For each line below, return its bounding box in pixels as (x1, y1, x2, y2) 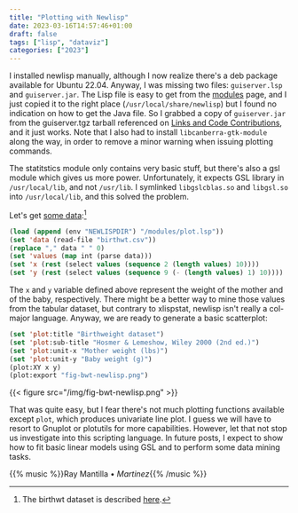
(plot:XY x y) (9, 363, 62, 372)
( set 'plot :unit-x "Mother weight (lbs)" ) (9, 346, 169, 355)
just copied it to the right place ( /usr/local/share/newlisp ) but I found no (9, 99, 278, 109)
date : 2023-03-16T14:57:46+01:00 (9, 21, 133, 30)
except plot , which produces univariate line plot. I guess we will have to (9, 414, 272, 424)
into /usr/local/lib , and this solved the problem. (9, 192, 189, 202)
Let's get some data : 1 (9, 209, 87, 220)
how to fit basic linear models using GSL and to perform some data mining (9, 442, 281, 453)
